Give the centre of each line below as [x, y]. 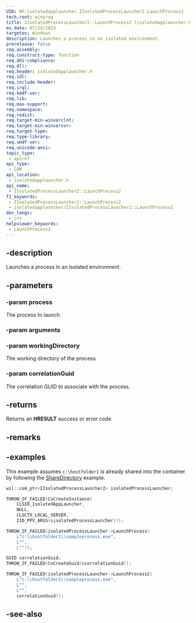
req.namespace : [24, 109]
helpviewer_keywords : [32, 224]
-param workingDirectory [43, 345]
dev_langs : [19, 213]
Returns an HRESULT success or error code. [60, 419]
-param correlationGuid [40, 374]
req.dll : [17, 66]
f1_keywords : [22, 197]
